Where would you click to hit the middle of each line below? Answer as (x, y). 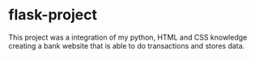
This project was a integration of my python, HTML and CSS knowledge (128, 37)
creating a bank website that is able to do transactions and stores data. (127, 45)
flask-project (53, 15)
